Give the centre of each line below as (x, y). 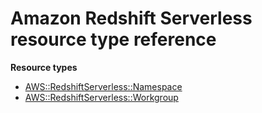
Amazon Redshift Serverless (131, 18)
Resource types (44, 67)
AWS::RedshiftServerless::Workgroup (101, 97)
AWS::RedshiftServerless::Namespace (103, 86)
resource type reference (113, 39)
